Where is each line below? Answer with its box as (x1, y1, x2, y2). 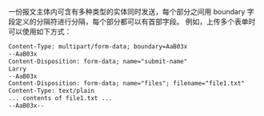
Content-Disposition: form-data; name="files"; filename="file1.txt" (8, 79, 246, 87)
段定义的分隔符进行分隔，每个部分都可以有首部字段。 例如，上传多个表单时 (8, 17, 256, 26)
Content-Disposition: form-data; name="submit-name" (8, 57, 188, 65)
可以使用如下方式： (8, 27, 72, 36)
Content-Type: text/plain (8, 87, 94, 95)
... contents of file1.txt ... (8, 95, 113, 102)
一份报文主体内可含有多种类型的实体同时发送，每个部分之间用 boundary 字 (8, 7, 254, 16)
